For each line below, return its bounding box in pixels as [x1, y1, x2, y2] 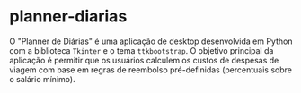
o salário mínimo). [9, 73, 75, 84]
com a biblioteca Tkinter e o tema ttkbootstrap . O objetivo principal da [9, 45, 274, 55]
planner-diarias [9, 6, 128, 27]
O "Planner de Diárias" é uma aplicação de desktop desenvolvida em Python [9, 36, 293, 46]
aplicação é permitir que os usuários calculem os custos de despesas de [9, 55, 279, 65]
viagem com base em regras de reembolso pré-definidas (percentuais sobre [9, 64, 292, 75]
